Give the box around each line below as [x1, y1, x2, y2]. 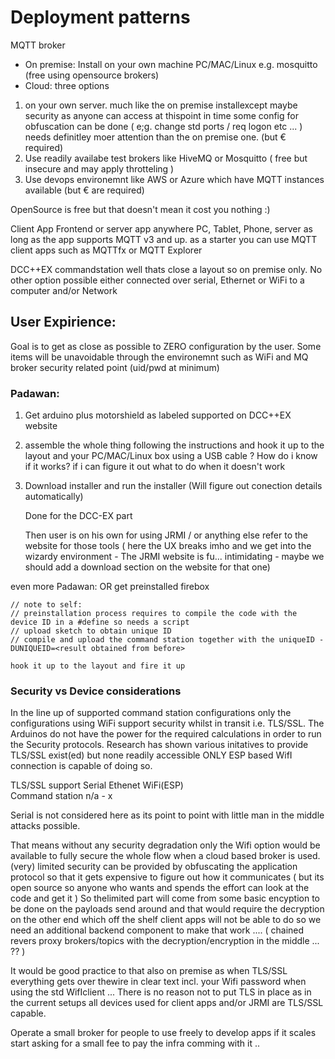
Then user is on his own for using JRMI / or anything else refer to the [24, 529, 309, 541]
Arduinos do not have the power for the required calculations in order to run [10, 728, 322, 740]
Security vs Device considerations [10, 684, 182, 698]
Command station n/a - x [10, 790, 113, 802]
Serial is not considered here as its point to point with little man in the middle [10, 809, 325, 821]
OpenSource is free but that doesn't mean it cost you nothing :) [10, 203, 271, 215]
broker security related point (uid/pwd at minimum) [10, 361, 220, 373]
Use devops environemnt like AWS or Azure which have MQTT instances [24, 173, 325, 185]
